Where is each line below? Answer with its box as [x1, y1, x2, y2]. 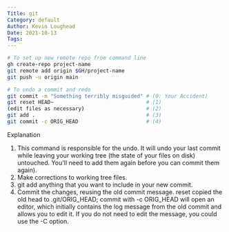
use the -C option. [17, 217, 69, 225]
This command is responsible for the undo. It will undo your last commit [17, 144, 221, 152]
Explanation [7, 130, 41, 138]
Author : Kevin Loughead [7, 23, 76, 30]
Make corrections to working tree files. [17, 173, 128, 181]
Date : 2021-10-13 [7, 29, 57, 36]
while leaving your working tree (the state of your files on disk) [17, 151, 195, 159]
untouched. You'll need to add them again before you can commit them [17, 158, 219, 167]
